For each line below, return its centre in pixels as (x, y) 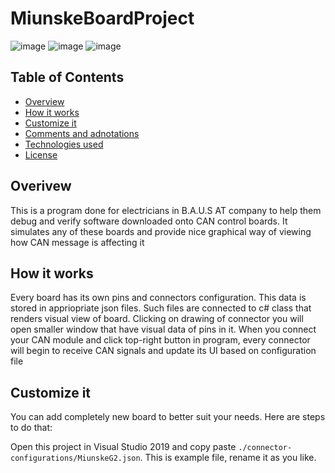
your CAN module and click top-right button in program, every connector (160, 340)
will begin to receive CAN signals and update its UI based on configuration (163, 351)
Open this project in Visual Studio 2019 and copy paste (123, 447)
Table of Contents (67, 77)
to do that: (31, 428)
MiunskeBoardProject (102, 18)
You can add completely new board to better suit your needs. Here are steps (168, 417)
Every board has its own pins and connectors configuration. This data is (158, 298)
